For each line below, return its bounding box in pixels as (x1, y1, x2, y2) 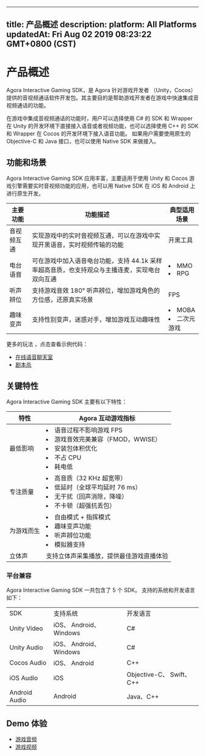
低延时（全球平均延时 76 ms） (54, 483, 142, 491)
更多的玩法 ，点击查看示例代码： (6, 340, 88, 348)
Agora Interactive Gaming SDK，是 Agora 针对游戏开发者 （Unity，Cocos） (6, 87, 196, 94)
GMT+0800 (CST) (6, 39, 76, 49)
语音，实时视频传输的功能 (50, 240, 124, 249)
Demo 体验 (6, 718, 48, 729)
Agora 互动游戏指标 (79, 414, 135, 422)
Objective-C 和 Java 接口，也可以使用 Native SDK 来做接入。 (6, 138, 160, 145)
